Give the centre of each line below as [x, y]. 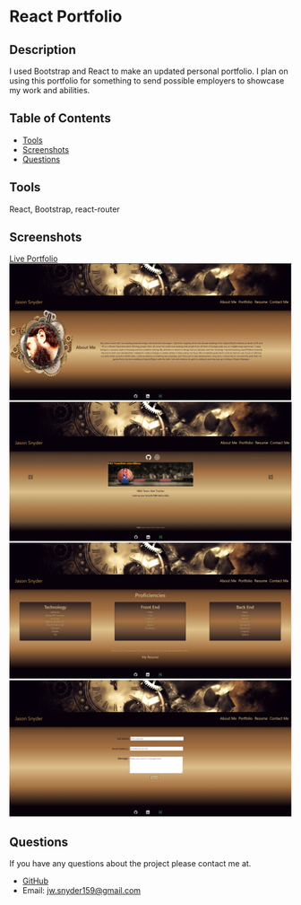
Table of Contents [60, 119]
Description [43, 50]
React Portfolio [66, 17]
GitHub [35, 881]
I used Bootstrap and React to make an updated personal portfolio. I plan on [149, 71]
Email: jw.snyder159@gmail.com [82, 891]
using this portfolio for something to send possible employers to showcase [147, 81]
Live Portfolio [34, 259]
